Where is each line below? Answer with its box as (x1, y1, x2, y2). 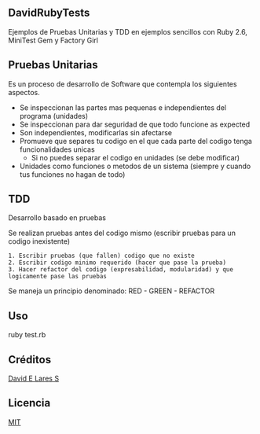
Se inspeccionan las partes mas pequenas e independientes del (19, 102, 226, 112)
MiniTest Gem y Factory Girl (8, 35, 98, 45)
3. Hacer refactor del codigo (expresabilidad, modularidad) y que (8, 266, 234, 274)
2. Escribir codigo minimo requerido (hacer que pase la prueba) (8, 259, 226, 267)
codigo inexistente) (8, 237, 71, 246)
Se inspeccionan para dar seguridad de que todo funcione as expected (19, 120, 251, 129)
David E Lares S (8, 373, 60, 384)
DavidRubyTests (8, 6, 90, 20)
